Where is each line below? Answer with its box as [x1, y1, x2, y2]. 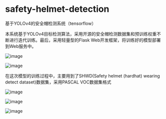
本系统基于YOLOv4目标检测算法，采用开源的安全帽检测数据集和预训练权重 [5, 31, 157, 37]
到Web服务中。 [5, 43, 36, 49]
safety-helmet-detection [5, 3, 110, 15]
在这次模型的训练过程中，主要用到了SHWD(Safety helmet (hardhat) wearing [5, 73, 160, 79]
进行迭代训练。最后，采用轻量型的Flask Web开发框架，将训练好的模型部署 [9, 37, 161, 43]
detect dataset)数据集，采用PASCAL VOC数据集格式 [5, 79, 111, 85]
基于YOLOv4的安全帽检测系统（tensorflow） [5, 20, 97, 26]
